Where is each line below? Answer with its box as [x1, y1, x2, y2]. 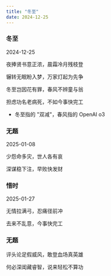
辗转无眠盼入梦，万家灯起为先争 [6, 73, 83, 80]
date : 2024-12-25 [6, 14, 49, 20]
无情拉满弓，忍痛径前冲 [6, 208, 63, 215]
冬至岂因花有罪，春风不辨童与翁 [6, 86, 83, 93]
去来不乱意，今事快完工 [6, 220, 63, 227]
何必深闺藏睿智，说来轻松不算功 [6, 263, 83, 270]
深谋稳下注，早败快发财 [6, 166, 63, 173]
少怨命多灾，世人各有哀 [6, 153, 63, 160]
